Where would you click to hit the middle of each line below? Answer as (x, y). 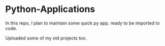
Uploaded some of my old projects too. (46, 38)
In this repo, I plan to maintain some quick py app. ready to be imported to (82, 23)
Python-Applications (50, 9)
